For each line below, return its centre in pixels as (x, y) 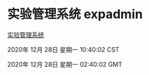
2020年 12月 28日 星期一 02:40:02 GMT (65, 64)
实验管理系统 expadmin (75, 14)
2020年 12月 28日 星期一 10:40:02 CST (63, 49)
